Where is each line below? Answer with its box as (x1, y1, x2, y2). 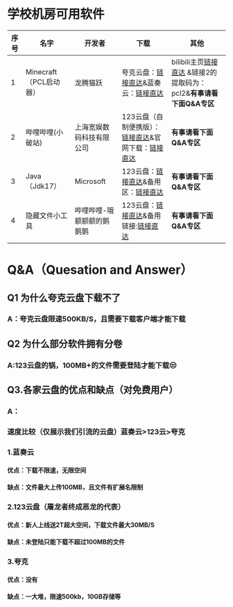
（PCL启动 (25, 77, 60, 87)
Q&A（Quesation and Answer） (7, 262, 193, 278)
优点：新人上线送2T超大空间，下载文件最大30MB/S (7, 520, 155, 529)
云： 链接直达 (121, 88, 164, 98)
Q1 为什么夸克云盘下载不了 (7, 292, 121, 303)
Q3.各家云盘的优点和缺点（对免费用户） (7, 384, 178, 396)
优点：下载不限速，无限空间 (7, 466, 87, 474)
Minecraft (25, 67, 58, 76)
